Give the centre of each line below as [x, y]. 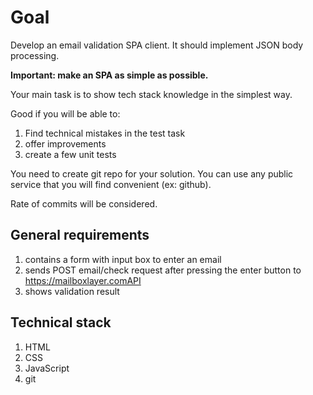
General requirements [80, 235]
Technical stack [61, 322]
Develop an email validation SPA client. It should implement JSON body [157, 45]
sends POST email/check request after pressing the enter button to [163, 270]
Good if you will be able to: [65, 113]
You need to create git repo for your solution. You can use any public [152, 173]
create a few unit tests [70, 154]
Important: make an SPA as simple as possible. [109, 75]
